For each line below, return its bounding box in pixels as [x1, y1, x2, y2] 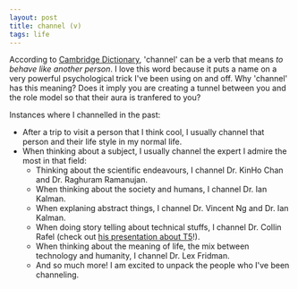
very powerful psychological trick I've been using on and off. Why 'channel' [9, 73, 288, 84]
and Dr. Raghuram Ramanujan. [35, 174, 149, 185]
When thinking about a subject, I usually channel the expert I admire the [21, 146, 287, 157]
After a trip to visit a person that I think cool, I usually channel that [21, 127, 265, 138]
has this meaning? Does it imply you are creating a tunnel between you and [9, 82, 286, 94]
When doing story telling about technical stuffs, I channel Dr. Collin [35, 222, 282, 233]
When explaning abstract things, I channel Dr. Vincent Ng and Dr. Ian [35, 203, 289, 214]
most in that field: [21, 156, 87, 166]
